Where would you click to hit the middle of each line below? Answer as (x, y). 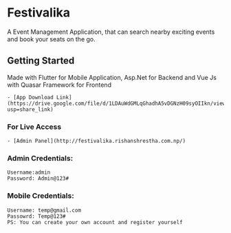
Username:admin (29, 173)
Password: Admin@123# (38, 179)
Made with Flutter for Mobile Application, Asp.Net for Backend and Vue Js (112, 77)
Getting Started (41, 61)
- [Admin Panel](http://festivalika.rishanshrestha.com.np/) (97, 141)
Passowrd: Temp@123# (37, 216)
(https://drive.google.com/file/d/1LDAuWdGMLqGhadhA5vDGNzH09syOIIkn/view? (118, 103)
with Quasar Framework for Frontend (59, 85)
